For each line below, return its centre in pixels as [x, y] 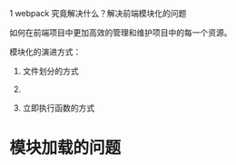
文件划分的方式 [50, 71]
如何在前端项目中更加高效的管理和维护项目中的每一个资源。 [121, 33]
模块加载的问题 [65, 148]
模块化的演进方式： [45, 52]
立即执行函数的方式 [59, 108]
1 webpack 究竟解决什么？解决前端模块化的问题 [98, 13]
